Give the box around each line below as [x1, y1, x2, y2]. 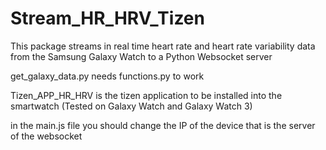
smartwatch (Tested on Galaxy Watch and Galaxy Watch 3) [10, 100, 253, 112]
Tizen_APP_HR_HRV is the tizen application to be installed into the [10, 89, 283, 101]
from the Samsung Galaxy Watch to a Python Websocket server [10, 50, 273, 62]
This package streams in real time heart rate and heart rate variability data [10, 40, 316, 52]
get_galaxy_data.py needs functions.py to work [10, 70, 205, 82]
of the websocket [10, 130, 83, 142]
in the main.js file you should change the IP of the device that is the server [10, 119, 316, 131]
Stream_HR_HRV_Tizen [10, 7, 205, 30]
